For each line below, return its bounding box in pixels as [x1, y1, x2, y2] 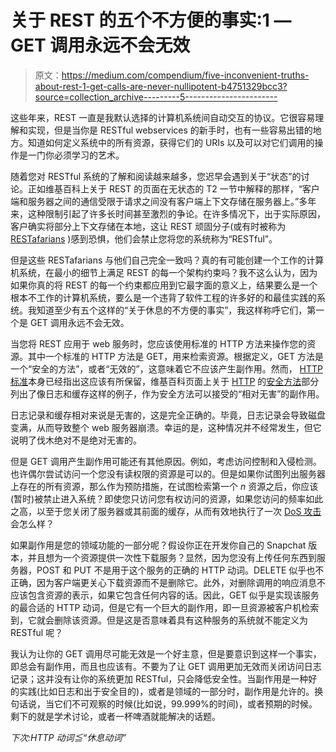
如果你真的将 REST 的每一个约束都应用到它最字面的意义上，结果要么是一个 [10, 279, 318, 291]
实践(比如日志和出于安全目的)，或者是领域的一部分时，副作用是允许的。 [18, 685, 315, 697]
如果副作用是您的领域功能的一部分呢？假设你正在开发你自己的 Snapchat [10, 539, 307, 551]
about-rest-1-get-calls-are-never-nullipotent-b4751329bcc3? [34, 80, 288, 92]
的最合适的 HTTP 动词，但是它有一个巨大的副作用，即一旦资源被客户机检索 [10, 601, 320, 613]
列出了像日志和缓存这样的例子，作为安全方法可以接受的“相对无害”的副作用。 [10, 387, 325, 400]
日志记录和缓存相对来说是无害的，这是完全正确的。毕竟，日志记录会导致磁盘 [10, 409, 326, 421]
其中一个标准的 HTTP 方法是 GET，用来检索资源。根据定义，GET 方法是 [27, 350, 324, 362]
